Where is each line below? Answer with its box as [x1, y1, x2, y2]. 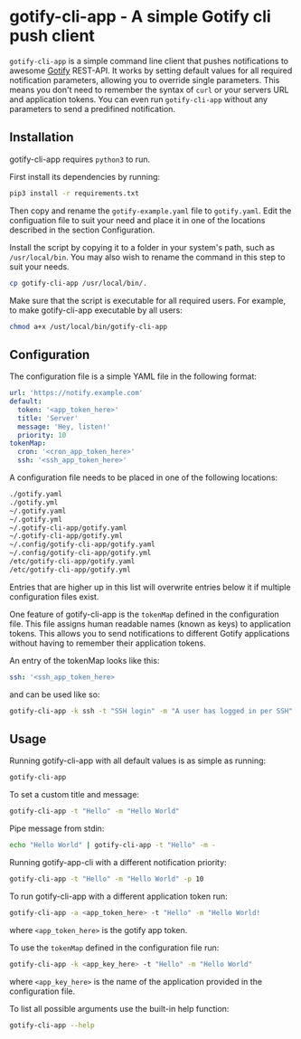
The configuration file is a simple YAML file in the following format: [9, 371, 258, 382]
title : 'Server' [17, 413, 79, 422]
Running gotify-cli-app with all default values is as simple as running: [9, 755, 267, 766]
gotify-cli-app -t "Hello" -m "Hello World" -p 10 [9, 874, 204, 883]
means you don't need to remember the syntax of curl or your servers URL [9, 84, 289, 95]
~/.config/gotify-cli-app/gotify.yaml [9, 540, 155, 549]
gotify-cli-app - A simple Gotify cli [9, 6, 271, 27]
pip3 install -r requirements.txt [9, 188, 140, 198]
